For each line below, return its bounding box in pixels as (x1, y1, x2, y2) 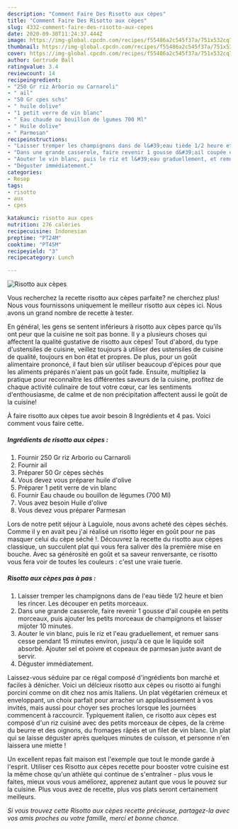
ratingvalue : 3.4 (7, 63, 59, 70)
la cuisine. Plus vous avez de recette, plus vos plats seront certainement (7, 785, 218, 794)
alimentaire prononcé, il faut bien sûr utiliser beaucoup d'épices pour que (7, 360, 222, 369)
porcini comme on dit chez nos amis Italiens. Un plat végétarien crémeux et (7, 688, 228, 697)
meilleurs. (7, 793, 36, 801)
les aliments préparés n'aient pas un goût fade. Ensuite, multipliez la (7, 368, 206, 376)
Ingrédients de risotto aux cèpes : (7, 435, 108, 444)
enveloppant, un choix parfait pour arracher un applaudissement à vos (7, 696, 213, 705)
